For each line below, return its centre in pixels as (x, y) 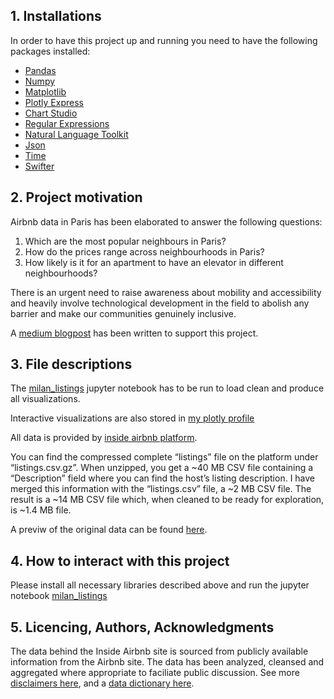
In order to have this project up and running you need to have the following (164, 40)
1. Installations (56, 16)
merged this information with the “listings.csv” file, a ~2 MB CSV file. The (161, 489)
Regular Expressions (67, 123)
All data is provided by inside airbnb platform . (104, 438)
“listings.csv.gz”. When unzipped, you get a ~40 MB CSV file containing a (162, 468)
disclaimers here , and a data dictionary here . (102, 683)
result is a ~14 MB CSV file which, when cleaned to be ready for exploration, (167, 500)
